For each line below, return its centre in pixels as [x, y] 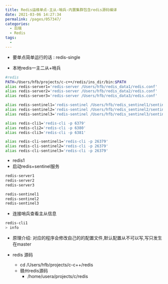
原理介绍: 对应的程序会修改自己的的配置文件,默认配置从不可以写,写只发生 [87, 238]
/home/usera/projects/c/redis [58, 276]
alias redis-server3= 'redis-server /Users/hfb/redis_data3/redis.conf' [81, 96]
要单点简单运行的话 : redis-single [46, 57]
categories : [17, 24]
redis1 [18, 160]
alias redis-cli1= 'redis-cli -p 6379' [45, 123]
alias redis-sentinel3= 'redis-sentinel [47, 114]
